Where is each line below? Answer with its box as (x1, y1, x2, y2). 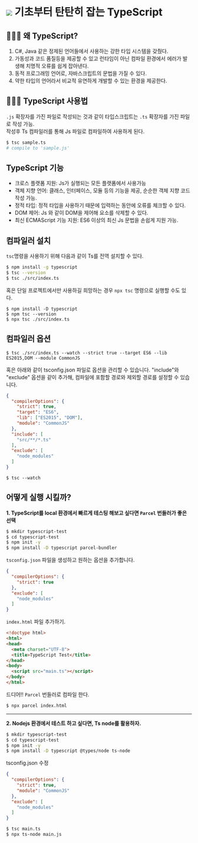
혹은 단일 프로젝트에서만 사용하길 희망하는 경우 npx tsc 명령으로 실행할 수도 (6, 286, 180, 293)
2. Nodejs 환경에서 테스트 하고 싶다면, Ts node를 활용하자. (6, 719, 141, 726)
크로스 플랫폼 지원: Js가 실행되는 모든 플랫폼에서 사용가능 (14, 180, 146, 187)
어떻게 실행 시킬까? (6, 492, 72, 503)
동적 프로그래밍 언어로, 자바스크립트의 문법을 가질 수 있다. (14, 70, 147, 77)
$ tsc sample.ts (6, 140, 46, 146)
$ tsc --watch (6, 474, 41, 481)
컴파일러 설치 (6, 235, 51, 246)
